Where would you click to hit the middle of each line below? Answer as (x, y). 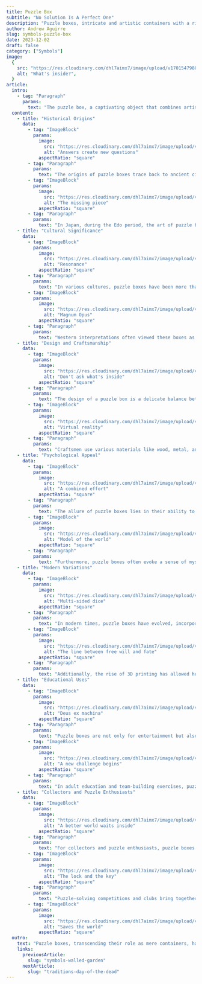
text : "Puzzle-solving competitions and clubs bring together (118, 899)
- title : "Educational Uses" (54, 680)
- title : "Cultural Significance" (60, 231)
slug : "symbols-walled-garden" (67, 960)
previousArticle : (44, 954)
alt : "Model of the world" (78, 540)
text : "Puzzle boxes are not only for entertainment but (111, 736)
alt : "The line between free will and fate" (101, 652)
